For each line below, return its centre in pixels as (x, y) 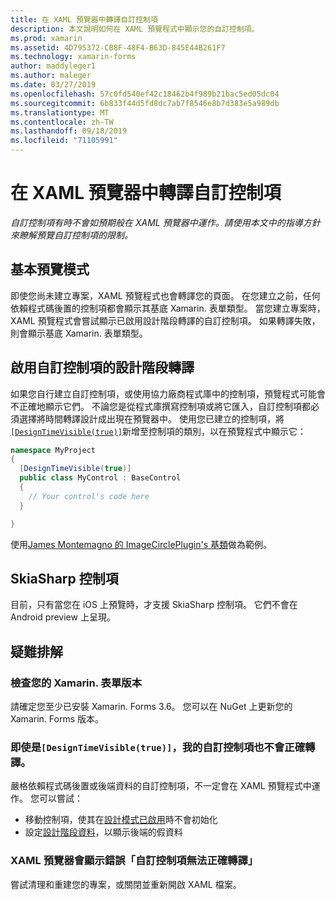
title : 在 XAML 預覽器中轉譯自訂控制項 (84, 19)
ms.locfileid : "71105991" (64, 141)
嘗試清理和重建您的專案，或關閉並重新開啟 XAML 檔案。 (126, 884)
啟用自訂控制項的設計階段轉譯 (102, 367)
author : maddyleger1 (53, 66)
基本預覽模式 (50, 269)
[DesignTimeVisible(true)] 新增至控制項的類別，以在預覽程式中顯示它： (158, 431)
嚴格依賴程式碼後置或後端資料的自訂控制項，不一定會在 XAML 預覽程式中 (161, 786)
